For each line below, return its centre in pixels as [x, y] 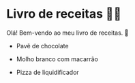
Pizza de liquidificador [47, 72]
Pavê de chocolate [42, 46]
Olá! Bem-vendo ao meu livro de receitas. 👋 [67, 33]
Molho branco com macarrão [57, 59]
